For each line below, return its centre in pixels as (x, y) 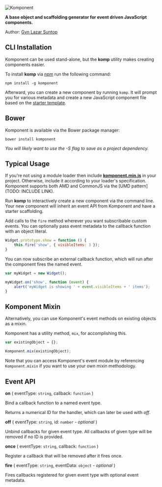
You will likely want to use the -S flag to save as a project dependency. (77, 148)
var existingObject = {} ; (31, 343)
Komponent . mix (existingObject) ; (38, 351)
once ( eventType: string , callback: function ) (52, 446)
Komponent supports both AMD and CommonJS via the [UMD (68, 186)
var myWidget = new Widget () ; (36, 274)
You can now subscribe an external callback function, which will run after (79, 259)
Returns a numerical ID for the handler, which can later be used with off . (78, 412)
